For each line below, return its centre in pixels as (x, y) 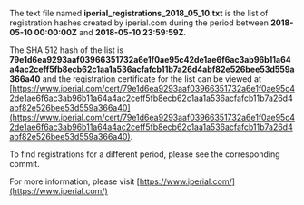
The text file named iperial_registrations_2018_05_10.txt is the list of (139, 13)
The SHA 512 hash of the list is (67, 50)
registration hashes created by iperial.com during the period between (139, 23)
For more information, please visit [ (75, 181)
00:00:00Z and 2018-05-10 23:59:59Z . (110, 32)
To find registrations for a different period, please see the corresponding (145, 154)
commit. (25, 164)
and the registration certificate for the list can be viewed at (152, 79)
